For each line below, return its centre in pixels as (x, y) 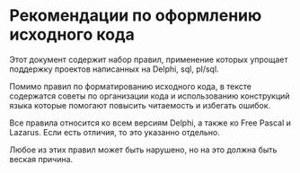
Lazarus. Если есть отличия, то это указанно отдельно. (115, 132)
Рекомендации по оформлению (136, 16)
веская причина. (41, 159)
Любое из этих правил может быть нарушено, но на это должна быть (143, 150)
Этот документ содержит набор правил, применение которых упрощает (149, 59)
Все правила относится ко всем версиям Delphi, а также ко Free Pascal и (150, 123)
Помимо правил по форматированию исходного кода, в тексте (130, 86)
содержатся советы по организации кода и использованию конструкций (150, 96)
